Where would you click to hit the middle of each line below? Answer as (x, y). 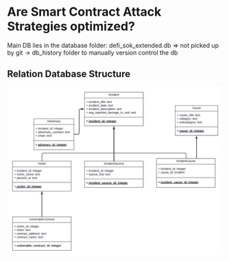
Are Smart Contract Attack (84, 12)
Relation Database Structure (69, 74)
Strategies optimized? (71, 26)
